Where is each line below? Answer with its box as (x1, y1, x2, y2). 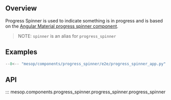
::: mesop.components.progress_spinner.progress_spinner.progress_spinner (5, 89, 166, 95)
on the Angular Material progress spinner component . (5, 23, 119, 29)
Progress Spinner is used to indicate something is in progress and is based (5, 17, 163, 23)
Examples (5, 48, 37, 57)
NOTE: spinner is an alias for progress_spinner (17, 33, 116, 39)
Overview (5, 4, 37, 13)
